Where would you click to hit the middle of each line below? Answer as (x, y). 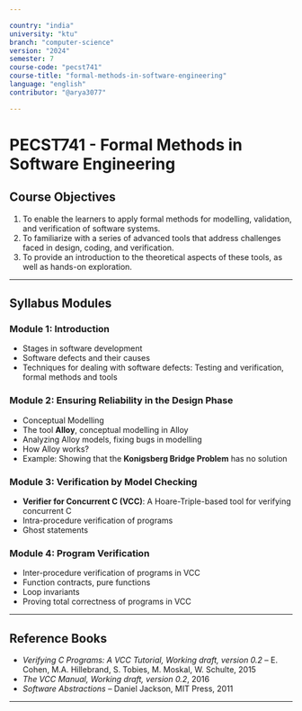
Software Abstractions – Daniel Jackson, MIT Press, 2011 (128, 688)
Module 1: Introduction (60, 328)
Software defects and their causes (86, 358)
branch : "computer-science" (62, 42)
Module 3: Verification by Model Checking (103, 481)
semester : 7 (31, 59)
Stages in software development (82, 348)
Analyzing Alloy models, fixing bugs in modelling (112, 439)
